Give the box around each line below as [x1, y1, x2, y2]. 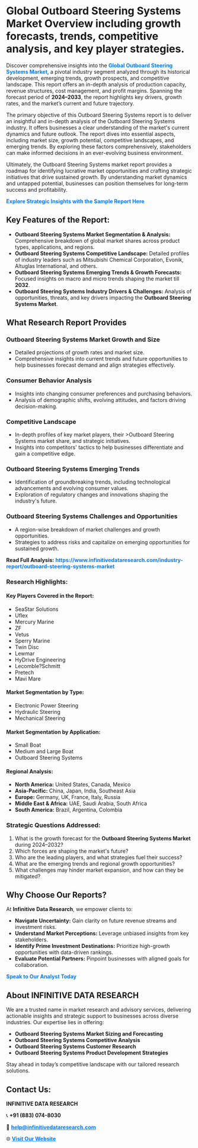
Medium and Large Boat [14, 748, 74, 755]
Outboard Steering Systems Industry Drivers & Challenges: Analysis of [14, 288, 192, 295]
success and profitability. [6, 186, 68, 193]
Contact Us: [6, 1084, 52, 1094]
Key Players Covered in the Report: [6, 592, 94, 600]
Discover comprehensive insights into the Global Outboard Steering [6, 61, 173, 69]
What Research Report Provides [6, 317, 127, 328]
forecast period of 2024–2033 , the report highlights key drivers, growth [6, 93, 182, 101]
